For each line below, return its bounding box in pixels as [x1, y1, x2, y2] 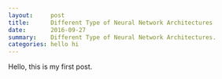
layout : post [8, 11, 65, 20]
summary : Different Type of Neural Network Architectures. [8, 33, 216, 41]
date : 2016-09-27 [8, 26, 87, 34]
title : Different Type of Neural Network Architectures [8, 19, 213, 27]
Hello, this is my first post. [8, 62, 93, 71]
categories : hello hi [8, 41, 80, 48]
